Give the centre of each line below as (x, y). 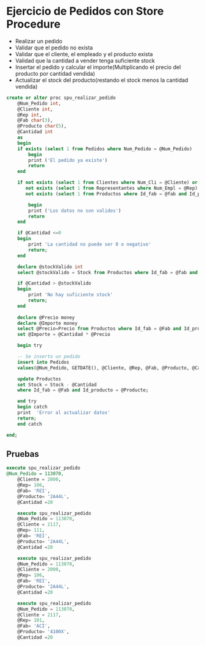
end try (27, 401)
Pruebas (23, 454)
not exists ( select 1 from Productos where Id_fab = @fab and (106, 194)
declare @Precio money (46, 318)
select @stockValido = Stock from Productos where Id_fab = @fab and (108, 272)
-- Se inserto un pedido (49, 357)
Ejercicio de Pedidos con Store (85, 11)
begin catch (32, 407)
